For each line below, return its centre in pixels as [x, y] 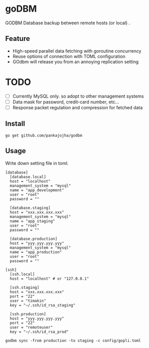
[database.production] [34, 239]
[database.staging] [30, 208]
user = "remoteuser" [31, 327]
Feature [18, 39]
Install [15, 124]
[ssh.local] [22, 274]
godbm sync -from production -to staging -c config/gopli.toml [73, 340]
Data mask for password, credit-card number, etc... [66, 102]
